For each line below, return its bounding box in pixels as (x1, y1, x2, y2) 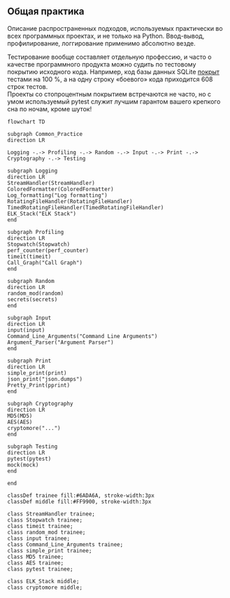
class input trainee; (7, 535, 71, 542)
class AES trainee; (7, 559, 64, 566)
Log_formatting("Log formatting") (7, 192, 108, 199)
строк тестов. (7, 82, 48, 90)
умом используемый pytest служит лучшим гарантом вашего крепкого (7, 97, 221, 106)
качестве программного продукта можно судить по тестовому (7, 60, 196, 69)
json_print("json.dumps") (7, 375, 82, 382)
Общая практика (7, 6, 85, 18)
